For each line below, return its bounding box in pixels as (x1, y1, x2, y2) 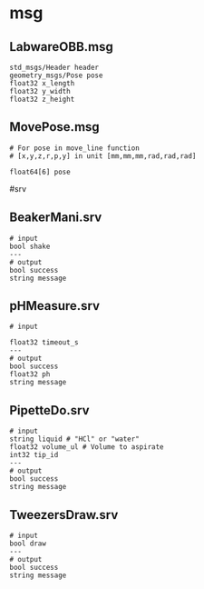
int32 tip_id (9, 451, 59, 460)
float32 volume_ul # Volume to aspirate (9, 443, 165, 452)
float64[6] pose (9, 167, 71, 176)
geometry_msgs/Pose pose (9, 71, 103, 80)
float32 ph (9, 370, 51, 379)
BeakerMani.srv (9, 210, 102, 225)
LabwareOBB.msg (9, 39, 113, 55)
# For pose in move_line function (9, 144, 141, 153)
